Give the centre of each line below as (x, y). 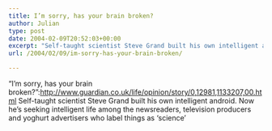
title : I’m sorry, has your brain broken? (81, 16)
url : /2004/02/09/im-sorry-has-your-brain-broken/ (96, 53)
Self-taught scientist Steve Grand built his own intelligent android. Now (136, 101)
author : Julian (34, 23)
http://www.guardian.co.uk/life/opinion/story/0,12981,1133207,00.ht (151, 92)
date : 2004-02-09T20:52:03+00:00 (65, 38)
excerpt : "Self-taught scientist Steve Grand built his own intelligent (134, 46)
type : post (27, 31)
